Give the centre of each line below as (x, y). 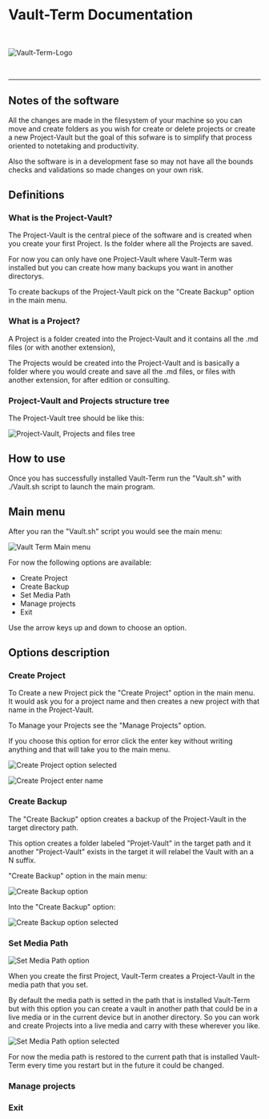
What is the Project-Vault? (60, 218)
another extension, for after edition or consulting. (89, 379)
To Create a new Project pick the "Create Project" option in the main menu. (132, 693)
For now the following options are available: (80, 562)
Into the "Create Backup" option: (62, 906)
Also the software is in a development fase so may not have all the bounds (131, 161)
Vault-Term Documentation (101, 15)
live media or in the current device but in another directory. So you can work (134, 1017)
